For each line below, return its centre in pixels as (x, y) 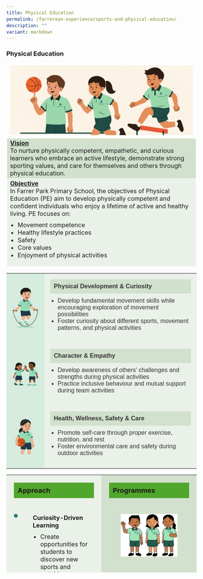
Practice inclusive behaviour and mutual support (121, 384)
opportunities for (64, 545)
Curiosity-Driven (58, 518)
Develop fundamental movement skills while (116, 301)
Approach (34, 491)
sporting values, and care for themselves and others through (96, 166)
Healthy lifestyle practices (55, 232)
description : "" (27, 25)
